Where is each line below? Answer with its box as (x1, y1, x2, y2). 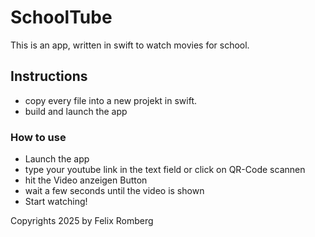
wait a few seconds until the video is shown (24, 185, 205, 197)
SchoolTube (10, 6, 113, 29)
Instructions (10, 68, 88, 85)
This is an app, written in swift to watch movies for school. (10, 39, 250, 51)
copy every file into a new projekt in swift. (24, 94, 198, 106)
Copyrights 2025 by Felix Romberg (10, 215, 154, 227)
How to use (10, 130, 67, 144)
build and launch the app (24, 105, 128, 117)
